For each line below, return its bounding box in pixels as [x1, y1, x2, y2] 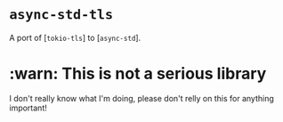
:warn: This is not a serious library [9, 64, 267, 84]
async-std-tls [9, 6, 114, 23]
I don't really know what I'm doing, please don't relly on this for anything [9, 93, 274, 103]
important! [9, 102, 47, 113]
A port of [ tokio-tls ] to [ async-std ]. [9, 32, 141, 43]
